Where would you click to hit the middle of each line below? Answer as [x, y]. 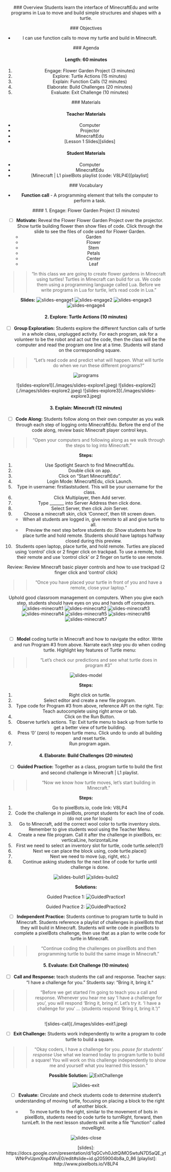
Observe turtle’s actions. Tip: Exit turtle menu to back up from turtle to [90, 722]
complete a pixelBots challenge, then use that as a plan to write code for [90, 933]
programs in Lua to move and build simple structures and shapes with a [86, 13]
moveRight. [94, 1128]
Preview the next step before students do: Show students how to [94, 530]
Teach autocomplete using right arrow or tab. [90, 711]
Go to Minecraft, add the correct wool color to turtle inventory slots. [90, 824]
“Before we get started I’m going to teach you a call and [99, 992]
